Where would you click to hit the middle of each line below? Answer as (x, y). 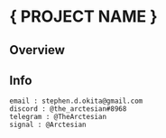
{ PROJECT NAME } (83, 17)
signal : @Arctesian (48, 125)
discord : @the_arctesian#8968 (68, 109)
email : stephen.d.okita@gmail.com (76, 101)
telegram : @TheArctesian (58, 117)
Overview (37, 50)
